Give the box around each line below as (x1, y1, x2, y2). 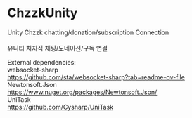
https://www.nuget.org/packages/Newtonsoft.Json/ (7, 88, 158, 96)
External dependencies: (7, 58, 76, 66)
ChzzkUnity (7, 5, 78, 21)
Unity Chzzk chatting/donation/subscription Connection (7, 28, 169, 37)
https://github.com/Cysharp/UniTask (7, 103, 114, 111)
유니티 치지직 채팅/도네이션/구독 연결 (7, 44, 108, 52)
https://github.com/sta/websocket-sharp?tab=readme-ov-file (7, 72, 185, 81)
